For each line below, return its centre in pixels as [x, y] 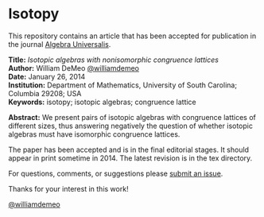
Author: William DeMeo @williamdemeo [74, 68]
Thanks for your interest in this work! [68, 188]
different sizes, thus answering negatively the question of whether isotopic [130, 126]
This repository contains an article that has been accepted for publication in [132, 36]
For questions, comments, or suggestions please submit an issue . [116, 173]
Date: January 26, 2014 [47, 76]
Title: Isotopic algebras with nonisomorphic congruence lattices [113, 60]
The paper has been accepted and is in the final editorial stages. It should [128, 149]
